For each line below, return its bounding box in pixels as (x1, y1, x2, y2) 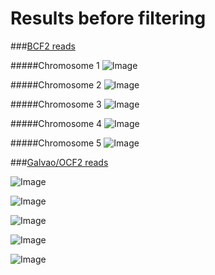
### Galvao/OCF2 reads (10, 156, 109, 168)
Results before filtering (10, 7, 207, 30)
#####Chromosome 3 (10, 98, 102, 110)
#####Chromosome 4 (10, 117, 103, 129)
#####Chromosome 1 (10, 59, 100, 71)
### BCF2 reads (10, 40, 76, 52)
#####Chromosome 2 (10, 78, 102, 91)
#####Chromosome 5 (10, 137, 102, 149)
